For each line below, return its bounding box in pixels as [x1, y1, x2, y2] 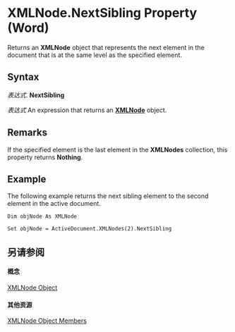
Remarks [7, 127, 48, 139]
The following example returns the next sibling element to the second [7, 192, 209, 200]
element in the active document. [7, 199, 101, 208]
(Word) [7, 20, 49, 36]
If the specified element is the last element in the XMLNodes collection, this [7, 145, 228, 154]
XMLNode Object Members [7, 316, 87, 325]
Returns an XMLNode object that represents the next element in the [7, 43, 205, 51]
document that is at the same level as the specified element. [7, 51, 182, 59]
